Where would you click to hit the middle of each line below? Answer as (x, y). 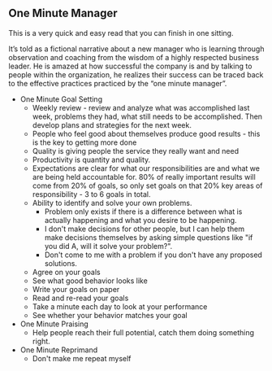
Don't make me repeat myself (82, 358)
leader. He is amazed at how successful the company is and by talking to (130, 66)
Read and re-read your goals (80, 298)
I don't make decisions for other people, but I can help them (145, 229)
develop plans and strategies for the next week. (112, 124)
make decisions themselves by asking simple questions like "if (149, 237)
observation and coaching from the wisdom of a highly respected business (134, 57)
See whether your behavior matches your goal (110, 315)
